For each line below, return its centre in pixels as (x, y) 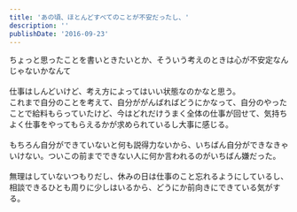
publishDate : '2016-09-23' (59, 34)
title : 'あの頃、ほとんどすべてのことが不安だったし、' (99, 17)
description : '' (39, 26)
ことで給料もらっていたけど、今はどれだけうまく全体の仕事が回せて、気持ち (148, 114)
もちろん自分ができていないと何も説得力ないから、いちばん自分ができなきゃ (149, 145)
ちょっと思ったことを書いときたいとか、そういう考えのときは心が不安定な (145, 60)
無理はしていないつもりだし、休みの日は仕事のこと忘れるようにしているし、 (149, 177)
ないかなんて (48, 71)
